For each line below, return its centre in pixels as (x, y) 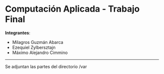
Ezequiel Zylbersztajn (34, 47)
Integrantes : (18, 33)
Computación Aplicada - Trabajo (72, 9)
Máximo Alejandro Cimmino (40, 53)
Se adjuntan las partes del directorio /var (46, 66)
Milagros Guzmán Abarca (38, 42)
